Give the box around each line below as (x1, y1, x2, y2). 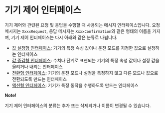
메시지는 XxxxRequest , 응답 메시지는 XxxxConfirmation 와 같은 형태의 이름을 (4, 28, 152, 34)
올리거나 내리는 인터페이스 (11, 63, 63, 70)
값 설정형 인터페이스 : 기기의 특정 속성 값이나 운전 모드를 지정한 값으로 (11, 45, 147, 51)
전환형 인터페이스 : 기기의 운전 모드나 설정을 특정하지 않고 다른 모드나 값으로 (11, 70, 159, 76)
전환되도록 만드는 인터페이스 (11, 76, 67, 82)
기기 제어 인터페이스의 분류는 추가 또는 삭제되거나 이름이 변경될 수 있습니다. (4, 103, 151, 109)
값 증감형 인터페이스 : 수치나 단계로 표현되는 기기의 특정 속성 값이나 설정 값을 (11, 57, 160, 63)
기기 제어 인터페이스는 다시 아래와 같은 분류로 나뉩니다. (11, 34, 118, 40)
